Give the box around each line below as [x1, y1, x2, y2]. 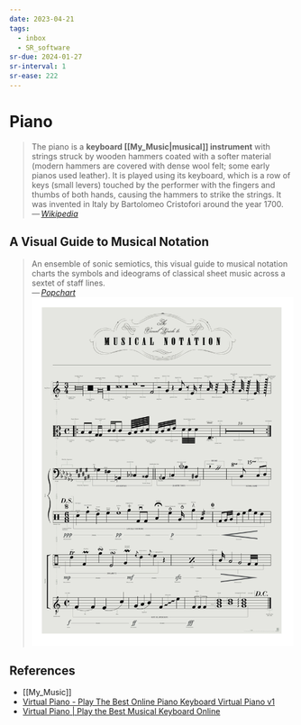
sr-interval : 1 [9, 62, 67, 71]
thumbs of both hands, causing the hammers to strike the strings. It [31, 189, 282, 200]
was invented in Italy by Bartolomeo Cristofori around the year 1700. [31, 198, 284, 209]
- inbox [17, 33, 47, 42]
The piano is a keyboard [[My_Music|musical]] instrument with [31, 140, 270, 152]
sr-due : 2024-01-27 [9, 52, 83, 62]
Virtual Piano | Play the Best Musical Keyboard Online [22, 706, 221, 717]
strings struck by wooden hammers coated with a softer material [31, 150, 272, 161]
